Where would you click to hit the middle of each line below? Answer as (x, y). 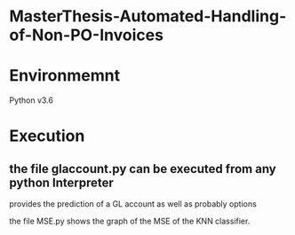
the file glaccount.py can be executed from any (143, 169)
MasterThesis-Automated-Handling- (148, 16)
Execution (47, 136)
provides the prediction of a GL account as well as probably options (133, 204)
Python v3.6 (32, 100)
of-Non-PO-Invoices (87, 35)
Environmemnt (65, 76)
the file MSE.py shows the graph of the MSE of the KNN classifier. (130, 221)
